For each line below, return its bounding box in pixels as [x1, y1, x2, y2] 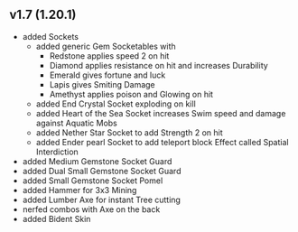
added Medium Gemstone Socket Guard [22, 155, 172, 166]
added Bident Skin [22, 213, 91, 224]
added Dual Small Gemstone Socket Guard [22, 165, 182, 176]
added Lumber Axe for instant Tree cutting [22, 194, 181, 205]
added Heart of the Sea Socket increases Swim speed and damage [35, 107, 286, 118]
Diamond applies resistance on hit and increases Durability [49, 60, 268, 70]
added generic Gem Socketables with [35, 41, 176, 51]
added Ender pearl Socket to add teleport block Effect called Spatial [35, 136, 289, 147]
